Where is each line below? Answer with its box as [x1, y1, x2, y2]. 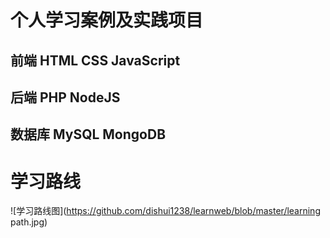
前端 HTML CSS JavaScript [10, 52, 181, 69]
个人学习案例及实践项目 [10, 9, 204, 32]
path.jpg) [10, 216, 48, 228]
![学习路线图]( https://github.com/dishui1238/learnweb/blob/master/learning [10, 205, 321, 217]
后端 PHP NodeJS [10, 89, 121, 106]
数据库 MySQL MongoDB [10, 126, 167, 143]
